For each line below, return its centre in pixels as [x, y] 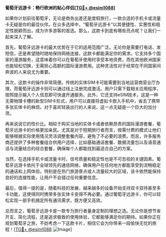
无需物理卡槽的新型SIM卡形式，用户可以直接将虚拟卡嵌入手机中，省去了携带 [83, 101]
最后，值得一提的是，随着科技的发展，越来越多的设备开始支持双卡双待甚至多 [83, 188]
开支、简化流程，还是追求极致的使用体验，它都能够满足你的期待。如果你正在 [83, 217]
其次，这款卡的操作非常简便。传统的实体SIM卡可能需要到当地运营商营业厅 [81, 82]
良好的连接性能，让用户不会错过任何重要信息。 [53, 178]
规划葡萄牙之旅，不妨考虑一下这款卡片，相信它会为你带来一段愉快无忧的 [79, 223]
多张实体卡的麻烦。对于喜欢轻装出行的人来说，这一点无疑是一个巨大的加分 [81, 107]
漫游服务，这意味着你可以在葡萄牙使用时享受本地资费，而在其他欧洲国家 [87, 59]
